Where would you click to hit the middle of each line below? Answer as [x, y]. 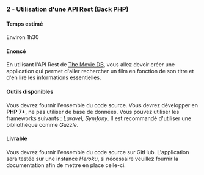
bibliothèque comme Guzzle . [42, 124]
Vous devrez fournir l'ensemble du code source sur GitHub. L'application [98, 152]
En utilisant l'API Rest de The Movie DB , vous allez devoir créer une [91, 65]
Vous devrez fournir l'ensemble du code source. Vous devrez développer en [102, 105]
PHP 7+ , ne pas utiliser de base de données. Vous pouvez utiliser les [93, 112]
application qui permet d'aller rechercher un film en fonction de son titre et [100, 71]
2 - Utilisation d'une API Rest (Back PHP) [67, 9]
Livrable [17, 138]
